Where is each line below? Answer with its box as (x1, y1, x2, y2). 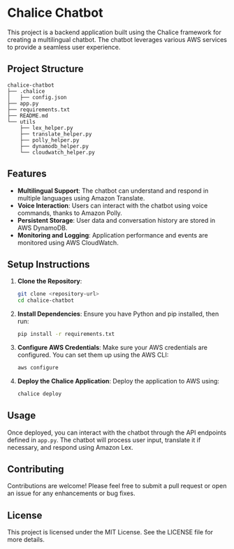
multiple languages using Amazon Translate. (17, 193, 145, 202)
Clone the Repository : (17, 277, 82, 286)
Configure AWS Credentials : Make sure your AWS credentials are (17, 344, 208, 351)
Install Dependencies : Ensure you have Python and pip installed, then (17, 309, 219, 319)
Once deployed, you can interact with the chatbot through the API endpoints (7, 428, 227, 437)
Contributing (7, 463, 64, 475)
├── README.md (7, 112, 49, 119)
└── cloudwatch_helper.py (20, 149, 96, 156)
